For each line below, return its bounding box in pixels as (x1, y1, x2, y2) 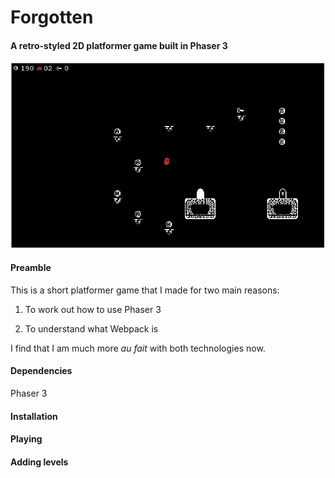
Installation (10, 410, 58, 422)
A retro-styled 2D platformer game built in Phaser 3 (10, 39, 228, 51)
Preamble (10, 262, 52, 274)
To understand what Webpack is (24, 322, 159, 335)
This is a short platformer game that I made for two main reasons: (10, 284, 280, 296)
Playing (10, 433, 43, 445)
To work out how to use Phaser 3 (24, 303, 162, 315)
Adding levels (10, 456, 69, 468)
